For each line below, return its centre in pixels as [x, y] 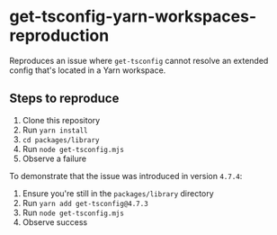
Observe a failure [54, 158]
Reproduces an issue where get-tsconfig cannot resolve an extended [139, 60]
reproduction [59, 36]
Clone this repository [61, 120]
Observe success [55, 221]
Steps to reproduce [64, 99]
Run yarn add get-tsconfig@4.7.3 [85, 203]
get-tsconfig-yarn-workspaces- [133, 17]
